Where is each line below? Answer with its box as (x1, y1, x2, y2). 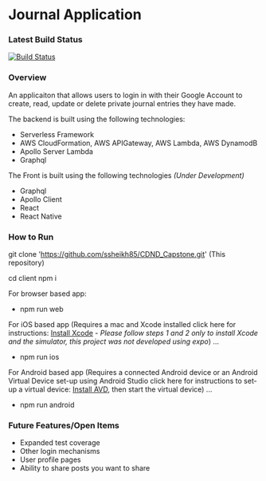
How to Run (8, 231, 54, 242)
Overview (8, 72, 47, 83)
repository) (8, 258, 45, 268)
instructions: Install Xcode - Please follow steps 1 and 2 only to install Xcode (8, 329, 259, 338)
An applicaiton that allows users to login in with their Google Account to (8, 90, 243, 100)
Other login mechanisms (19, 447, 100, 456)
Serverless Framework (19, 129, 94, 139)
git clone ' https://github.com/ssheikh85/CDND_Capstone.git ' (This (8, 250, 225, 259)
